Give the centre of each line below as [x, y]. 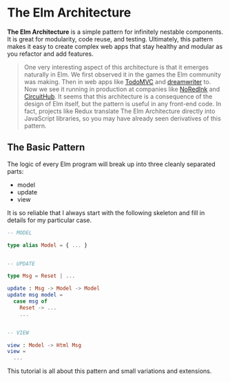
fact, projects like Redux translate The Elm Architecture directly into [119, 111]
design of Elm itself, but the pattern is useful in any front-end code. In [123, 103]
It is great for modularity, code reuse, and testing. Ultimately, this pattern [110, 39]
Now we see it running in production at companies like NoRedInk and [122, 89]
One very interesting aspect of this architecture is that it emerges [116, 67]
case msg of [31, 301]
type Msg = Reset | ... [41, 276]
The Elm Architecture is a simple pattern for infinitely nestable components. [115, 32]
